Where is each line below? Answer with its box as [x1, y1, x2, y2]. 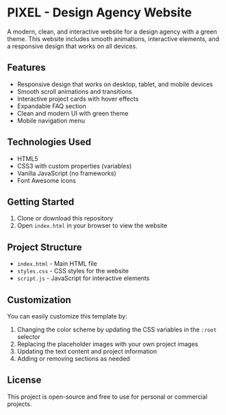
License [7, 375, 42, 386]
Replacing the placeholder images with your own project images [16, 340, 199, 348]
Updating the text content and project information [16, 347, 158, 355]
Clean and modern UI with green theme [16, 109, 129, 117]
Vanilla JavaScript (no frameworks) [16, 169, 116, 177]
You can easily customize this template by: [7, 312, 128, 320]
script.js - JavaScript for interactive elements [16, 274, 150, 282]
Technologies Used [7, 136, 91, 148]
